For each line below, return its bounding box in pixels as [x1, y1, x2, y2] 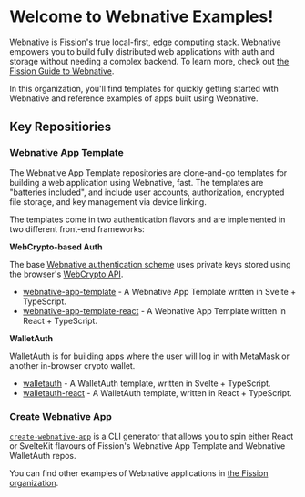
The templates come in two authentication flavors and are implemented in [9, 214, 286, 225]
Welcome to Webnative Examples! [9, 6, 274, 27]
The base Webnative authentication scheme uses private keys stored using [9, 259, 291, 269]
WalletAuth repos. [9, 450, 76, 461]
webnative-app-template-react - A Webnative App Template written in [22, 305, 287, 316]
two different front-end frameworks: [9, 223, 146, 234]
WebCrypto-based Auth [9, 241, 103, 252]
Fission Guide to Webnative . [9, 66, 115, 76]
